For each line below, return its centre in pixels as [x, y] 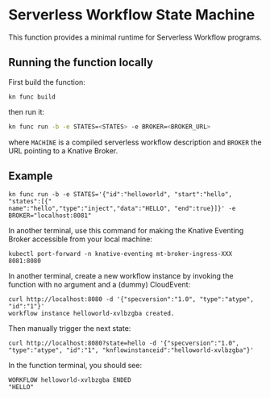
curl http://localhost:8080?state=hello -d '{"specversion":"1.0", [124, 344]
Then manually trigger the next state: [70, 329]
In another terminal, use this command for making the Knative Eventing [126, 231]
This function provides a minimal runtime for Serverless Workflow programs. [135, 37]
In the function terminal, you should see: [75, 366]
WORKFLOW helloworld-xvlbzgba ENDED [70, 380]
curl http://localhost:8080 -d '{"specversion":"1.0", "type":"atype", [131, 300]
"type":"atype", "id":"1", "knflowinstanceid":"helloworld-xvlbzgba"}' [131, 350]
